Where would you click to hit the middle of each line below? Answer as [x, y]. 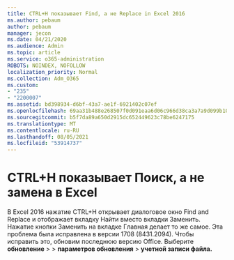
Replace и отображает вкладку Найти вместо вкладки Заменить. [104, 220]
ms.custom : [23, 85]
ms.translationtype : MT [42, 124]
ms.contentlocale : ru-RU [43, 130]
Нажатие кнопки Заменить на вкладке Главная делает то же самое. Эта [115, 227]
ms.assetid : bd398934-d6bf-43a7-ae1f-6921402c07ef [82, 105]
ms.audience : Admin [36, 46]
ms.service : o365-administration [56, 59]
